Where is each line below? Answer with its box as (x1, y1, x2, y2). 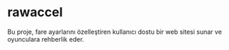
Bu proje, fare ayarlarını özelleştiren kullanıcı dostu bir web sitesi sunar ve (7, 27, 222, 36)
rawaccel (7, 4, 63, 20)
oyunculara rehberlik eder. (7, 35, 84, 43)
